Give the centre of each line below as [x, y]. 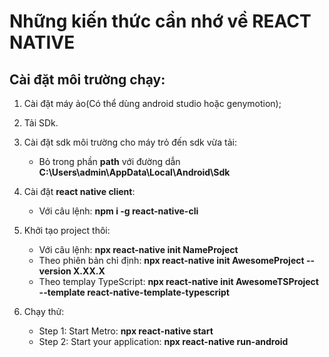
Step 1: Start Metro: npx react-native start [126, 331]
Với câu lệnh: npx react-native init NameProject [138, 249]
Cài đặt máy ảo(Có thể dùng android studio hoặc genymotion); [152, 103]
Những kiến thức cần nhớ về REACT [160, 21]
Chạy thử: [44, 311]
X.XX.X [89, 271]
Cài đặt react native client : [79, 191]
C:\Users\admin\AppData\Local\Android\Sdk [134, 172]
